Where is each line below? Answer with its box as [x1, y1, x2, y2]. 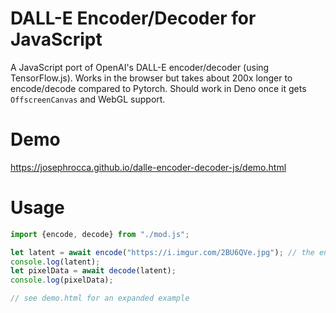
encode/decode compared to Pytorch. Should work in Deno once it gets [10, 82, 307, 94]
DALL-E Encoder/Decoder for [10, 7, 257, 30]
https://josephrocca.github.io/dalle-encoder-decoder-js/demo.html [10, 161, 287, 173]
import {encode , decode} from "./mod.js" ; [10, 229, 190, 239]
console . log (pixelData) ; [10, 275, 114, 286]
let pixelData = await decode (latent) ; [10, 266, 177, 276]
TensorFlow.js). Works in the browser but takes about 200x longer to [10, 72, 293, 84]
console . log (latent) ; [10, 257, 101, 267]
